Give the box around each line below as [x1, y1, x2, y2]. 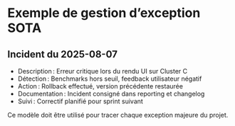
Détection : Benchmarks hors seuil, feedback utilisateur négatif [17, 74, 202, 83]
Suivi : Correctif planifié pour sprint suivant [17, 97, 144, 105]
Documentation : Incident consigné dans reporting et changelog [17, 90, 205, 98]
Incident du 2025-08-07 [7, 48, 117, 60]
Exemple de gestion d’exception [7, 5, 201, 21]
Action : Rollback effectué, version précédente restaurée [17, 82, 184, 90]
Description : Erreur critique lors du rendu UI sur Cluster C [17, 67, 188, 75]
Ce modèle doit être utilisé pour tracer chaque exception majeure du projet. [7, 111, 229, 119]
